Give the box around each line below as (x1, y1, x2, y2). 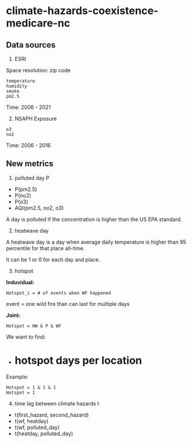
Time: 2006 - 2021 (6, 104, 51, 111)
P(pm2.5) (14, 186, 37, 193)
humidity (6, 83, 28, 89)
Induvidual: (6, 278, 35, 285)
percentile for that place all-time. (6, 244, 85, 251)
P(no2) (14, 192, 32, 199)
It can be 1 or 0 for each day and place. (6, 256, 101, 263)
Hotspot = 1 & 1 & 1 (6, 384, 57, 390)
